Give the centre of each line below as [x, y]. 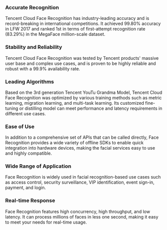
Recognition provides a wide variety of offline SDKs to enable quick [74, 143]
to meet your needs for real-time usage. [46, 222]
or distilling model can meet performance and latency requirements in [91, 108]
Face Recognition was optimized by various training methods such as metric [83, 98]
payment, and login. [26, 188]
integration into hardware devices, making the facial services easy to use [80, 148]
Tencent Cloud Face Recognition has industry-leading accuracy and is [77, 18]
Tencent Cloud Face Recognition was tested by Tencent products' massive [82, 58]
